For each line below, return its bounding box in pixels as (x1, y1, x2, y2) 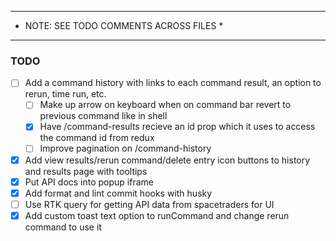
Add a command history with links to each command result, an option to (24, 77, 322, 89)
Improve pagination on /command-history (39, 142, 212, 155)
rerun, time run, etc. (24, 88, 107, 100)
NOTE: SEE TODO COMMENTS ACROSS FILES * (24, 20, 224, 31)
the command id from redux (39, 132, 155, 144)
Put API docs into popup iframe (24, 176, 155, 188)
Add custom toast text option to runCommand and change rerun (24, 209, 290, 221)
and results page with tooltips (24, 165, 148, 177)
